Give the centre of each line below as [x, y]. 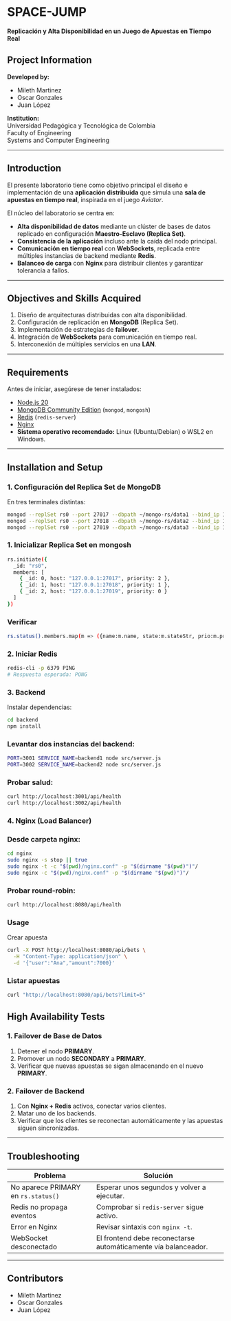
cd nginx [20, 854]
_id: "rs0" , [31, 566]
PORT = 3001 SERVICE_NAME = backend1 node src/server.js [84, 758]
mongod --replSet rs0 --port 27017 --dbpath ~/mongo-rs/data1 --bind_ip [113, 515]
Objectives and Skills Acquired [74, 298]
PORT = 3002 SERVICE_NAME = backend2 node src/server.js [84, 765]
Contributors [35, 1279]
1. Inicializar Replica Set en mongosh [69, 545]
